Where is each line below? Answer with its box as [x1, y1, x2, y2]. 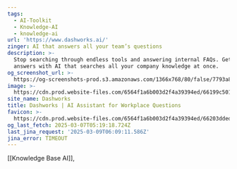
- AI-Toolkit [13, 17, 52, 24]
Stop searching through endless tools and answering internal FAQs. [13, 56, 219, 63]
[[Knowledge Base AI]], [7, 154, 75, 163]
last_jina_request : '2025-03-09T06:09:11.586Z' [7, 128, 150, 135]
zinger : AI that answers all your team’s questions [7, 43, 162, 50]
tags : [7, 10, 23, 18]
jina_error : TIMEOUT [7, 134, 68, 142]
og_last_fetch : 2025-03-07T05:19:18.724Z [7, 121, 131, 129]
